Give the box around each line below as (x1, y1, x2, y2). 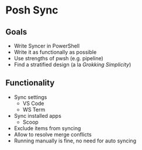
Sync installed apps (13, 112, 62, 119)
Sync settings (13, 93, 47, 100)
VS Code (22, 100, 44, 107)
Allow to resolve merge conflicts (13, 131, 92, 138)
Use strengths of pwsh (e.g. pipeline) (13, 55, 103, 62)
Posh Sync (5, 4, 58, 17)
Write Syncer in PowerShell (13, 42, 80, 49)
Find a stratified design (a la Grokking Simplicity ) (13, 61, 131, 68)
